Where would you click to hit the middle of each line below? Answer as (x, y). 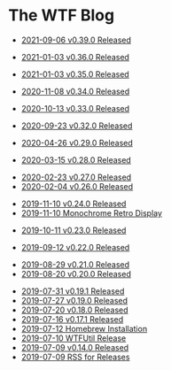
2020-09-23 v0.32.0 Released (77, 126)
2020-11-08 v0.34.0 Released (75, 91)
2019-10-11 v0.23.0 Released (74, 230)
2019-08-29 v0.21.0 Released (75, 264)
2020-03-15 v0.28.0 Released (76, 159)
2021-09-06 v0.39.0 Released (76, 40)
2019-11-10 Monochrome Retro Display (92, 212)
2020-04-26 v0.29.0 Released (77, 143)
